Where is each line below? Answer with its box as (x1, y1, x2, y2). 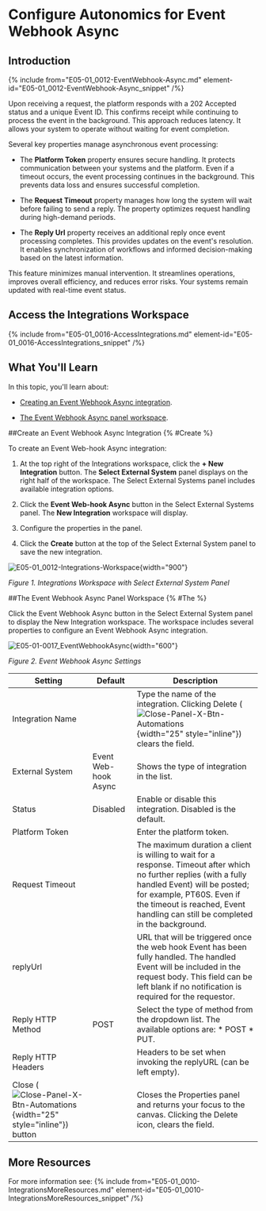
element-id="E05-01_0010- (116, 1185, 204, 1195)
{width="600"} (129, 640, 178, 650)
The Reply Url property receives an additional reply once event (19, 228, 226, 237)
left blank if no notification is (136, 981, 242, 992)
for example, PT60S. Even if (136, 889, 241, 900)
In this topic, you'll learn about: (8, 382, 109, 391)
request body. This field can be (136, 971, 253, 982)
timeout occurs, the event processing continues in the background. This (19, 172, 255, 181)
